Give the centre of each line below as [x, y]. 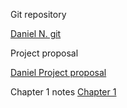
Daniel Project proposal [58, 72]
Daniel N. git [36, 33]
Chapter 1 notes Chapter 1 [63, 92]
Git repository [38, 14]
